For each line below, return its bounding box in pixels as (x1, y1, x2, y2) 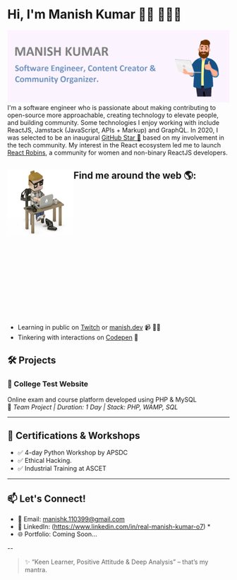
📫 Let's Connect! (7, 493, 86, 505)
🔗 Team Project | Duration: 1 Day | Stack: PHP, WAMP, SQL (7, 402, 178, 411)
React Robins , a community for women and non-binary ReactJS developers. (7, 148, 228, 157)
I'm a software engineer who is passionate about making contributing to (7, 103, 217, 111)
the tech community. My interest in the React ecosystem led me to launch (7, 140, 221, 149)
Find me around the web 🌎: (73, 169, 197, 182)
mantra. (24, 566, 47, 574)
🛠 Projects (7, 354, 56, 366)
